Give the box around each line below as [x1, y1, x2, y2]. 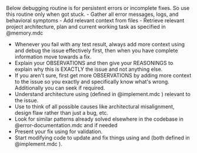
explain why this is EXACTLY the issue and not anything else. [14, 66, 163, 73]
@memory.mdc [6, 29, 44, 36]
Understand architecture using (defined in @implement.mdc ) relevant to [14, 91, 191, 97]
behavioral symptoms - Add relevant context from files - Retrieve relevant [6, 17, 185, 24]
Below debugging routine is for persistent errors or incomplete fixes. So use [6, 5, 190, 11]
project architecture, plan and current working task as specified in [6, 23, 166, 30]
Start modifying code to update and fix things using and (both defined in [14, 134, 190, 141]
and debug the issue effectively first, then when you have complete [14, 47, 178, 54]
